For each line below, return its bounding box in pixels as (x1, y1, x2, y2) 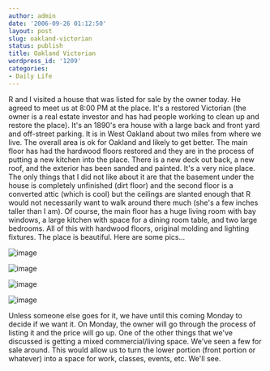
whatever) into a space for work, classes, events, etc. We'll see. (8, 353, 221, 363)
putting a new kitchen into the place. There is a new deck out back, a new (8, 155, 255, 164)
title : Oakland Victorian (8, 49, 96, 58)
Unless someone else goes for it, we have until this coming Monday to (8, 310, 243, 320)
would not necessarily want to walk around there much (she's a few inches (8, 198, 259, 207)
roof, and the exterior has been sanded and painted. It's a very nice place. (8, 163, 255, 173)
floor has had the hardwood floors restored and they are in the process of (8, 146, 255, 156)
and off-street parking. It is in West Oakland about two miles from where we (8, 129, 262, 139)
